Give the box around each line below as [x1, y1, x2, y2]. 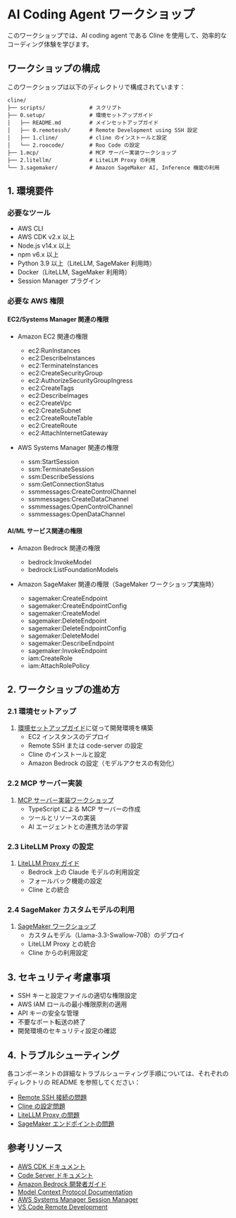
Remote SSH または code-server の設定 [27, 741, 143, 750]
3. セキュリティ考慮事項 [7, 971, 111, 983]
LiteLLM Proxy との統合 [27, 939, 97, 949]
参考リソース [7, 1142, 63, 1154]
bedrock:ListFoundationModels [27, 565, 118, 573]
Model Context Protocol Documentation [17, 1188, 133, 1196]
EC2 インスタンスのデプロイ [27, 733, 111, 741]
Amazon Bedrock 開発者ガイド [17, 1179, 107, 1188]
